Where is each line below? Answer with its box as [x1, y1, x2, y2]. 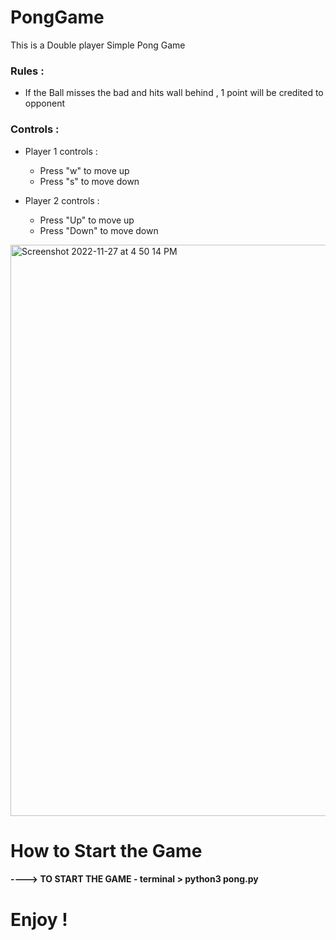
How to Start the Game [10, 839, 203, 862]
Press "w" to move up [39, 164, 130, 176]
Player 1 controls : [24, 145, 98, 157]
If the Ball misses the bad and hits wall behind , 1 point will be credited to [24, 87, 324, 99]
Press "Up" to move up [39, 214, 135, 226]
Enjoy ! [10, 908, 68, 931]
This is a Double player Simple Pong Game [10, 39, 186, 51]
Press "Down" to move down [39, 224, 159, 236]
